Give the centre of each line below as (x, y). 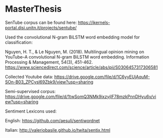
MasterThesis (33, 9)
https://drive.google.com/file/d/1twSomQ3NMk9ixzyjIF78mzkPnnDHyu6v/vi (81, 97)
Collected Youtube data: (29, 77)
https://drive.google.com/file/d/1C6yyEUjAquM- (102, 77)
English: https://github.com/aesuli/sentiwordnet (53, 120)
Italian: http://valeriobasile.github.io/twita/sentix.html (58, 130)
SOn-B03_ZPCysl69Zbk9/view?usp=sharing (49, 82)
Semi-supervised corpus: (30, 91)
